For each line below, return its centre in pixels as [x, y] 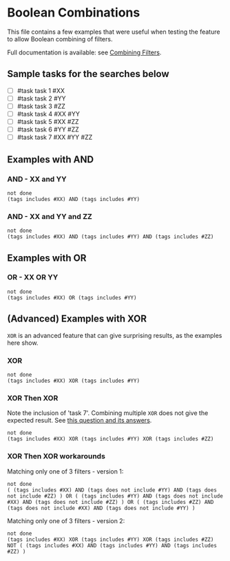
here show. [23, 343]
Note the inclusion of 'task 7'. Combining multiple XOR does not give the [108, 413]
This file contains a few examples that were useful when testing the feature [114, 32]
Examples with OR [47, 258]
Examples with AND [51, 159]
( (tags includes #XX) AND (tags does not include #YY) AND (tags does [112, 490]
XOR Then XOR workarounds [56, 456]
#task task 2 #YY [42, 98]
